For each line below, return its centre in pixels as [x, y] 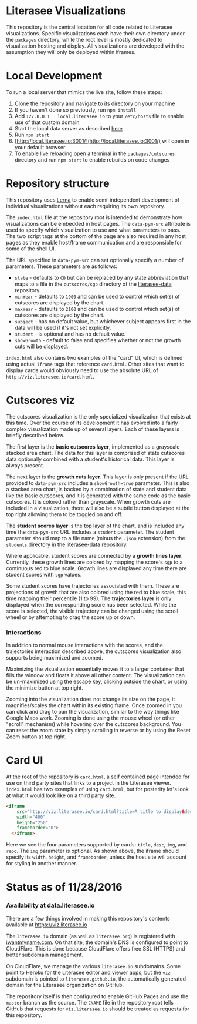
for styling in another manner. [42, 864]
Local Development [54, 76]
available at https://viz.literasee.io [47, 925]
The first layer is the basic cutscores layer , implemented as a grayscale [93, 446]
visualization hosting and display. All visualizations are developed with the [95, 46]
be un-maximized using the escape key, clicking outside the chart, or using [97, 682]
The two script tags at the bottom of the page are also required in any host [96, 236]
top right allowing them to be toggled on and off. [64, 514]
